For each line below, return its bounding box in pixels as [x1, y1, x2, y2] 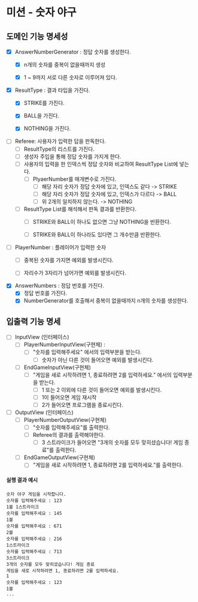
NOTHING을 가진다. [23, 125, 71, 132]
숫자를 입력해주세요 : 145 [6, 510, 62, 516]
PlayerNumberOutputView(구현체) [23, 416, 107, 423]
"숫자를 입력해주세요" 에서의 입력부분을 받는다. [32, 349, 142, 356]
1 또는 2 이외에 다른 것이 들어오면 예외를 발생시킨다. [41, 386, 162, 393]
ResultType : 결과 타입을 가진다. [14, 86, 90, 94]
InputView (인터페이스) [14, 334, 70, 341]
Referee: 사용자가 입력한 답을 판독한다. [14, 137, 106, 145]
